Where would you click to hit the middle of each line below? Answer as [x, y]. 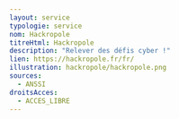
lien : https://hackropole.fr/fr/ [72, 59]
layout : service [40, 17]
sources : [26, 76]
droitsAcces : [34, 92]
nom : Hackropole [40, 34]
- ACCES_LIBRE [44, 101]
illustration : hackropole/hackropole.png [88, 68]
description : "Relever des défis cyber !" [90, 51]
